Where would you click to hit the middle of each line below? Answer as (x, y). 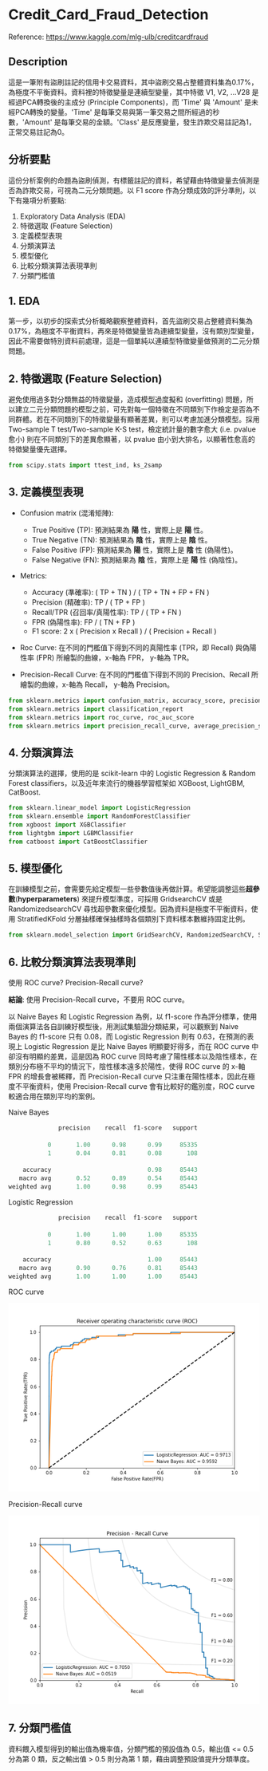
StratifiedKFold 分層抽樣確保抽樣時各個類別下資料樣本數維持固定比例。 (133, 919)
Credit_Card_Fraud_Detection (108, 15)
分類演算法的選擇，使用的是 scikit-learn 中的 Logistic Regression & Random (132, 773)
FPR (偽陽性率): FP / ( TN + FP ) (83, 622)
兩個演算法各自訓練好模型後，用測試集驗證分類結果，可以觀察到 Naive (124, 1027)
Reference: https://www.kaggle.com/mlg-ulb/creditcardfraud (108, 37)
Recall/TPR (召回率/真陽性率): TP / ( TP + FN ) (106, 612)
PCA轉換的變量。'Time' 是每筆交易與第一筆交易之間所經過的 (114, 112)
